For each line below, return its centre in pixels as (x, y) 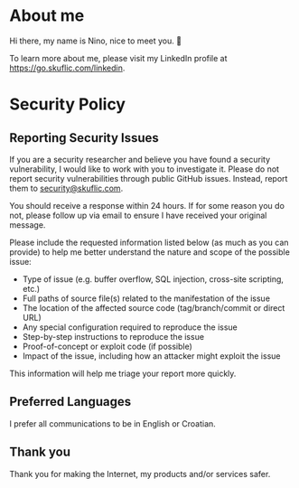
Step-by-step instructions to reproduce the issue (113, 336)
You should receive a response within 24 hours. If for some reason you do (147, 205)
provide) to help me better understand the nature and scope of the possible (150, 252)
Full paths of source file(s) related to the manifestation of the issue (146, 298)
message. (28, 225)
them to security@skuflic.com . (66, 188)
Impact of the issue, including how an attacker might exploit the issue (151, 356)
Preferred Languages (70, 402)
